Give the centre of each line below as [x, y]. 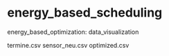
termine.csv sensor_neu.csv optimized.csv [68, 45]
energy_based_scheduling [85, 13]
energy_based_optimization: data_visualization [73, 32]
